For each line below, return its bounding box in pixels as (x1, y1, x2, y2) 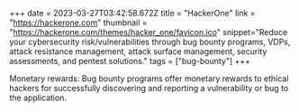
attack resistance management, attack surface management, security (9, 46, 267, 57)
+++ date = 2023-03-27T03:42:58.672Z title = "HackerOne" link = (9, 8, 256, 18)
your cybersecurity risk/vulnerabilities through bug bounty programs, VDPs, (9, 36, 291, 47)
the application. (9, 92, 68, 103)
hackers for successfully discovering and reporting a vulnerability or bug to (9, 83, 289, 93)
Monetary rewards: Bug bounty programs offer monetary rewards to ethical (9, 73, 289, 84)
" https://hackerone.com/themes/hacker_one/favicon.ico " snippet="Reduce (9, 27, 288, 37)
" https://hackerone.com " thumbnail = (9, 17, 148, 28)
